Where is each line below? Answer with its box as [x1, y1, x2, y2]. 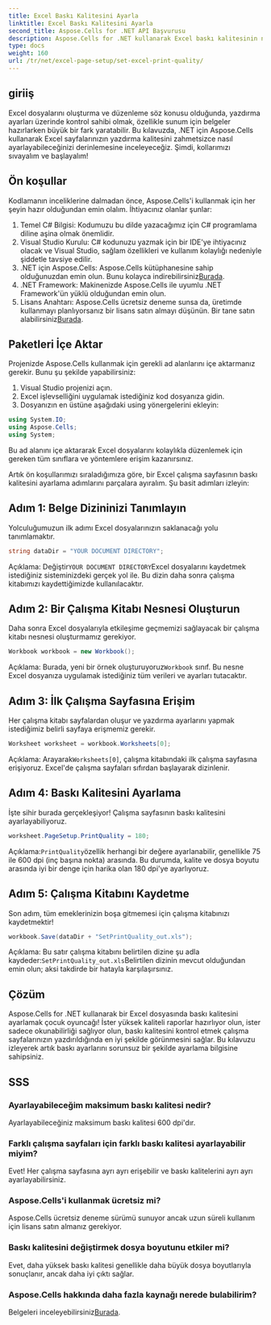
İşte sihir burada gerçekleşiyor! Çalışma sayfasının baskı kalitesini [8, 807, 226, 817]
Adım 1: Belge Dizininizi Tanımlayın [8, 502, 187, 515]
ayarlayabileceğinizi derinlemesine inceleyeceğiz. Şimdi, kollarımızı [8, 142, 231, 152]
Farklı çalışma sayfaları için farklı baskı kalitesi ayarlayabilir [8, 1138, 246, 1149]
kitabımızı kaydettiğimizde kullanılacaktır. [8, 578, 144, 589]
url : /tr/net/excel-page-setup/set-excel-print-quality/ [8, 57, 204, 65]
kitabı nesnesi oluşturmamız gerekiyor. [8, 632, 137, 642]
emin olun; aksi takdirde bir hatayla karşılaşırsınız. [8, 965, 173, 974]
